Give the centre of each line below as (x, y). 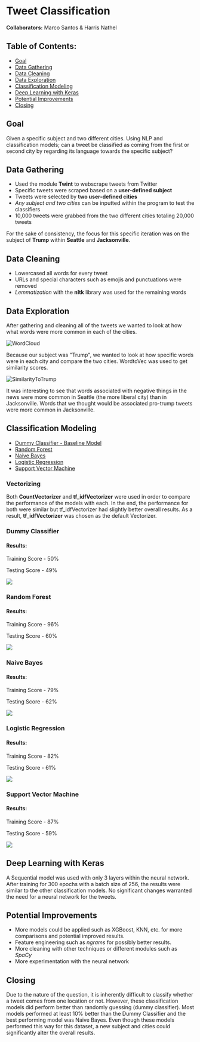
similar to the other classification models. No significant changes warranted (99, 890)
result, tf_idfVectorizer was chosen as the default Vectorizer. (81, 516)
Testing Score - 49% (32, 570)
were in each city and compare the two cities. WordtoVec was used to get (97, 361)
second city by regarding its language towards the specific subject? (90, 151)
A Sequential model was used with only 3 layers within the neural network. (98, 877)
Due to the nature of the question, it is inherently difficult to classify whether (100, 995)
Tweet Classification (58, 11)
